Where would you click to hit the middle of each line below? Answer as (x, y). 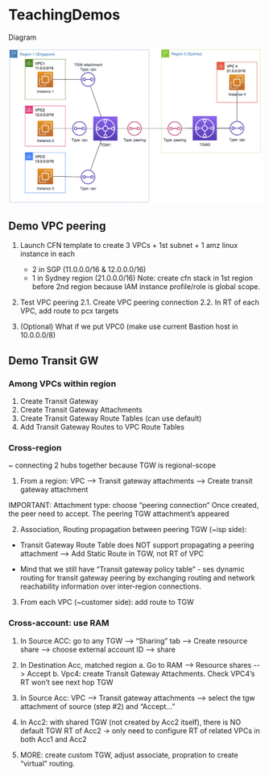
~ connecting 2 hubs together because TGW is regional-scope (112, 465)
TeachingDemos (64, 15)
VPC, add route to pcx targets (69, 311)
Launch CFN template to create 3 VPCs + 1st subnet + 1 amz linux (129, 245)
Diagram (23, 37)
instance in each (47, 254)
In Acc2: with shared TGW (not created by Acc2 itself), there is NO (130, 722)
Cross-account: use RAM (59, 623)
